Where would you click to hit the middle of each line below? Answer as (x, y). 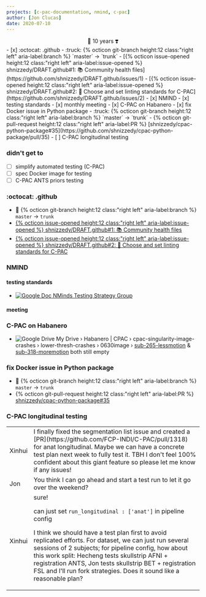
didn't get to (25, 153)
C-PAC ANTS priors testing (49, 180)
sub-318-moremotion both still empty (62, 352)
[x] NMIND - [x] (170, 98)
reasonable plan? (58, 578)
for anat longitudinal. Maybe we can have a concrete (109, 446)
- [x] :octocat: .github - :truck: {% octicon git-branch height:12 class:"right (100, 50)
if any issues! (52, 470)
